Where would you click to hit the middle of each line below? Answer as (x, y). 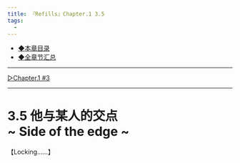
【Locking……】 (31, 152)
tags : (15, 21)
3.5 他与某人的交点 (62, 116)
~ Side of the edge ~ (69, 131)
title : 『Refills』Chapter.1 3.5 (56, 14)
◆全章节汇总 (37, 57)
